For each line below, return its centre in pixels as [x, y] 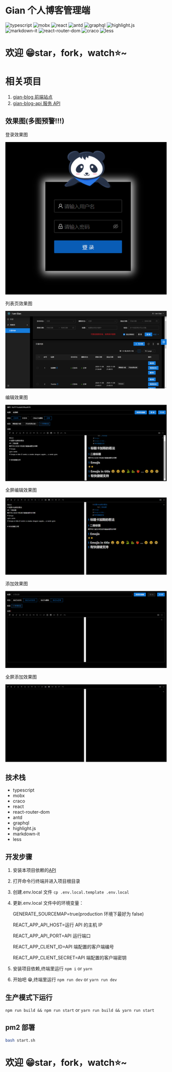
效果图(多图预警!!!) [35, 121]
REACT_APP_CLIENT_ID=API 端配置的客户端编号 [63, 947]
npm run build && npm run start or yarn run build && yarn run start [80, 1010]
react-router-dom [31, 812]
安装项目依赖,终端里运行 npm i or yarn [52, 969]
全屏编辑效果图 [21, 490]
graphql [21, 823]
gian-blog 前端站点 [33, 97]
